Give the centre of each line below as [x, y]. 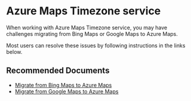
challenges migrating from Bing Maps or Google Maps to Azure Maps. [92, 33]
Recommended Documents [58, 71]
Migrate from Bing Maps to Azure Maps [63, 85]
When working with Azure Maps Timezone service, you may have [87, 27]
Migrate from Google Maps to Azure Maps [67, 91]
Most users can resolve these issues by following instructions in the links [96, 45]
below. [14, 51]
